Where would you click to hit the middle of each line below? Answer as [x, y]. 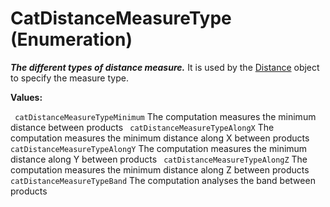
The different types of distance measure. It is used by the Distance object [165, 67]
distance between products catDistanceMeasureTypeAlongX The [142, 127]
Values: [26, 97]
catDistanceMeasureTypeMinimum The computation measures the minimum [165, 116]
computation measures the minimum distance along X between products [160, 138]
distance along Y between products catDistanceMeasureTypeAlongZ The [159, 159]
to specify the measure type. [69, 78]
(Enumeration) [71, 39]
